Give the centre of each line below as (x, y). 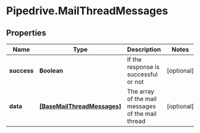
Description (144, 50)
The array (141, 91)
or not (135, 82)
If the (134, 59)
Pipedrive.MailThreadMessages (87, 11)
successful (142, 74)
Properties (26, 33)
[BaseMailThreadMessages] (81, 106)
